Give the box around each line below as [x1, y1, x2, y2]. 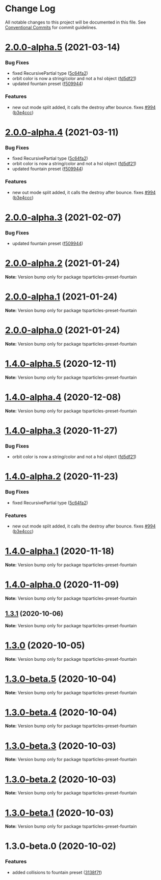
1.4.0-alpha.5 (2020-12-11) [5, 358, 117, 369]
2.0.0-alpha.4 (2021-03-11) [5, 126, 119, 138]
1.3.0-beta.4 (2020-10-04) [5, 706, 117, 718]
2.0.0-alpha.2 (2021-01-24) [5, 258, 120, 269]
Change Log [5, 3, 55, 14]
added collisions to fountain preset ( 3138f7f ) [12, 869, 102, 875]
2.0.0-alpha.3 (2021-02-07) [5, 212, 121, 223]
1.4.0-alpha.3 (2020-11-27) [5, 425, 118, 436]
